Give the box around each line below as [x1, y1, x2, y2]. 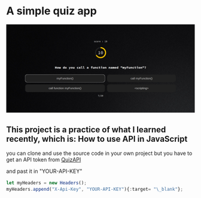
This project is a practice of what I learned [6, 124, 166, 135]
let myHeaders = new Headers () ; [6, 180, 87, 186]
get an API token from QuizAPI [6, 156, 81, 163]
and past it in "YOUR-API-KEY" [6, 167, 83, 175]
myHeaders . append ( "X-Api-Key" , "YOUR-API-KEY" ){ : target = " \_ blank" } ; [6, 186, 184, 192]
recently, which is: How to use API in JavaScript [6, 133, 188, 144]
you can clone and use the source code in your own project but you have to [6, 150, 193, 157]
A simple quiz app [6, 4, 97, 18]
